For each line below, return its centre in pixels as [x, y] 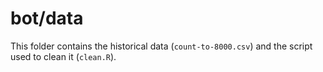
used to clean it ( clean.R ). [63, 56]
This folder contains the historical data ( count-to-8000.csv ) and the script [161, 46]
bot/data [47, 18]
